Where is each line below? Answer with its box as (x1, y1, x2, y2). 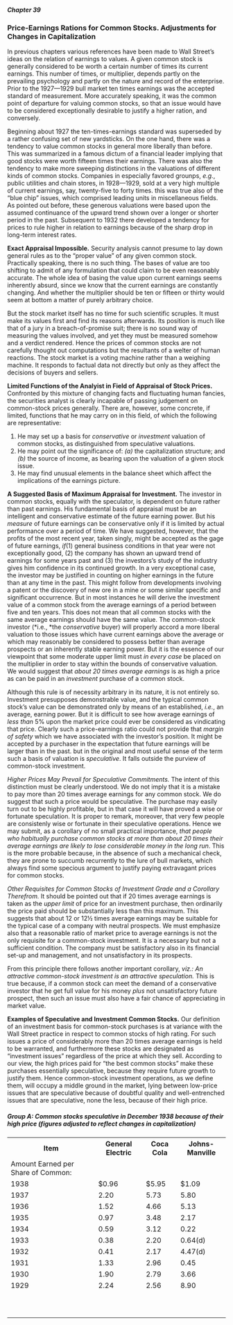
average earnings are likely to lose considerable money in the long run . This (7, 841, 225, 850)
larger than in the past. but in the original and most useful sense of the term (7, 747, 223, 755)
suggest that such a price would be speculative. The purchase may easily (7, 798, 218, 806)
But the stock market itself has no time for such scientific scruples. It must (7, 309, 220, 318)
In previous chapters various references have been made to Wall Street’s (7, 47, 215, 56)
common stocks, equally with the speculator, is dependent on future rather (7, 497, 221, 506)
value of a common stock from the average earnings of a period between (7, 601, 216, 609)
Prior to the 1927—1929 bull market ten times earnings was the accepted (7, 84, 215, 93)
